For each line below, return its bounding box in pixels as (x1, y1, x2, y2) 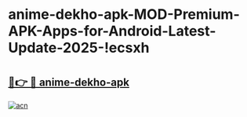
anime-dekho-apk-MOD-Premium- (8, 5, 241, 24)
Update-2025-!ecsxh (8, 39, 150, 57)
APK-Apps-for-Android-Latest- (8, 22, 216, 40)
